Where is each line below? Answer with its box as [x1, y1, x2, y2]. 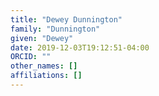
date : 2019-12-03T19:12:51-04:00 [10, 42, 150, 53]
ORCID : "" [10, 52, 52, 62]
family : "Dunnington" [10, 24, 101, 34]
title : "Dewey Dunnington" [10, 14, 123, 25]
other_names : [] [10, 61, 78, 71]
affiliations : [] [10, 71, 83, 81]
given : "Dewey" [10, 33, 74, 43]
